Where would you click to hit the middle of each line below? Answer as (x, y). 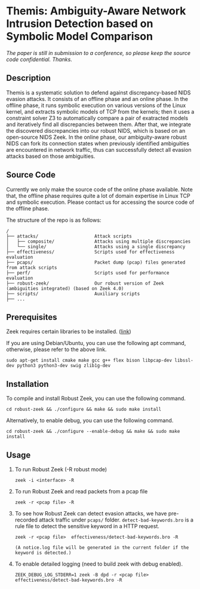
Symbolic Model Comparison (80, 36)
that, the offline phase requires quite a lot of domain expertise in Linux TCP (98, 196)
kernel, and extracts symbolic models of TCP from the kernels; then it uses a (100, 111)
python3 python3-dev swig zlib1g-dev (64, 366)
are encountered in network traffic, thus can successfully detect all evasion (99, 149)
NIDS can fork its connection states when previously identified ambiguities (98, 143)
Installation (27, 384)
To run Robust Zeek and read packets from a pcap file (81, 491)
